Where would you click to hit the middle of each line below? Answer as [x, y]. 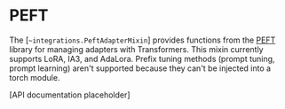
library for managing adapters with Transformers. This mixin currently [136, 49]
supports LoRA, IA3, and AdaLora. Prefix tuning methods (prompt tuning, [142, 58]
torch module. [35, 77]
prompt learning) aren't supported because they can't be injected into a [140, 68]
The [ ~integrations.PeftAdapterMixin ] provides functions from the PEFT [142, 40]
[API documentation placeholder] [70, 95]
